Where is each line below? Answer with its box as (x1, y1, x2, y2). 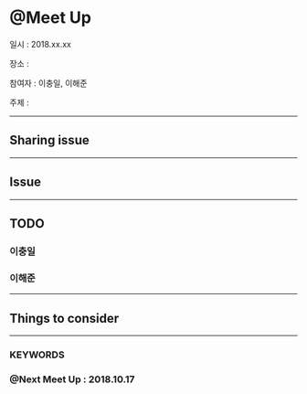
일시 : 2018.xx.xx (9, 38, 71, 49)
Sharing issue (9, 133, 90, 148)
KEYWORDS (9, 348, 66, 361)
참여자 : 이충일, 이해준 (9, 77, 88, 89)
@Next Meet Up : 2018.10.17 (9, 373, 135, 386)
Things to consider (9, 310, 120, 326)
